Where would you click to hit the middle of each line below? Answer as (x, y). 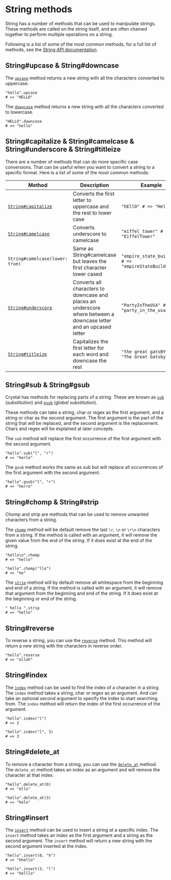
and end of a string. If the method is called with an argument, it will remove (84, 588)
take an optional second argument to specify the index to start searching (81, 698)
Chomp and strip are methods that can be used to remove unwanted (77, 514)
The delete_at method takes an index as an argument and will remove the (83, 769)
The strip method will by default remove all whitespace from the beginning (84, 582)
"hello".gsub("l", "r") (31, 482)
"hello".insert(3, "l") (31, 869)
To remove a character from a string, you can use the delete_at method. (81, 764)
